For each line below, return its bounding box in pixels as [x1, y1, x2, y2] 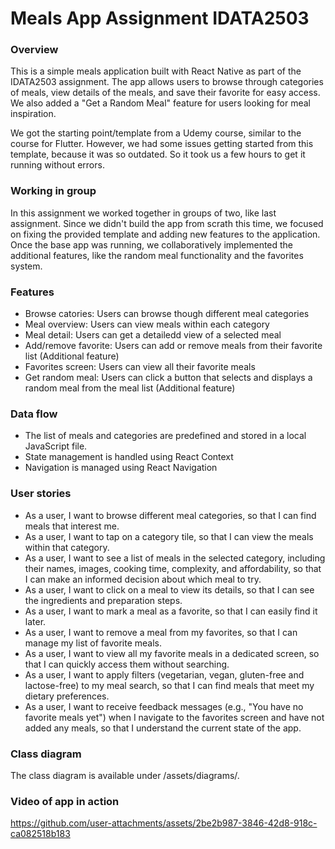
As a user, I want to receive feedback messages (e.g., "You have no [24, 700, 304, 712]
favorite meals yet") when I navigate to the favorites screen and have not [24, 711, 325, 723]
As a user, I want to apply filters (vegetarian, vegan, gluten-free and [24, 668, 305, 681]
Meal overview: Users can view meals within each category [24, 318, 270, 331]
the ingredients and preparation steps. [24, 594, 183, 606]
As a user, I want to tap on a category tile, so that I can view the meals [24, 530, 314, 542]
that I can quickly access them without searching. [24, 658, 230, 670]
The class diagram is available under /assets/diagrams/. [10, 769, 240, 781]
